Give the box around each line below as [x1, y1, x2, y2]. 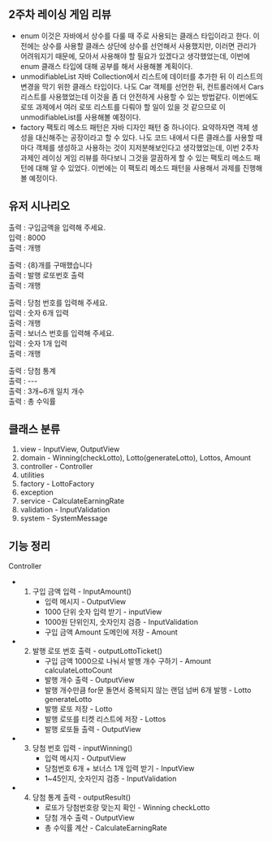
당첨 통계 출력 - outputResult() [32, 792, 132, 803]
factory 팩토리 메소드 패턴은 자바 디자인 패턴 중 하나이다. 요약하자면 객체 [19, 122, 250, 132]
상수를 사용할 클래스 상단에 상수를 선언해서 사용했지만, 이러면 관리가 [41, 41, 257, 50]
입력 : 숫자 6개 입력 [8, 307, 69, 317]
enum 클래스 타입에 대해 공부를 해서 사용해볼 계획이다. [19, 61, 193, 71]
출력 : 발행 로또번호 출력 [8, 270, 84, 280]
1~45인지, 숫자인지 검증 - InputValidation [44, 773, 177, 783]
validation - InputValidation [19, 505, 110, 515]
